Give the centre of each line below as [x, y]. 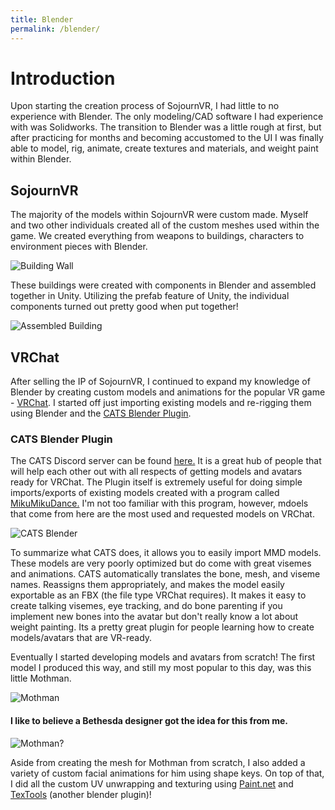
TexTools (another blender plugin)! [81, 794]
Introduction [63, 78]
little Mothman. [41, 678]
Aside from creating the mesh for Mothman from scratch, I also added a [158, 762]
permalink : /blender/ [55, 29]
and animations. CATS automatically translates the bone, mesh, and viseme [165, 574]
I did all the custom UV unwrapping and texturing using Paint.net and [152, 783]
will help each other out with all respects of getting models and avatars [156, 472]
